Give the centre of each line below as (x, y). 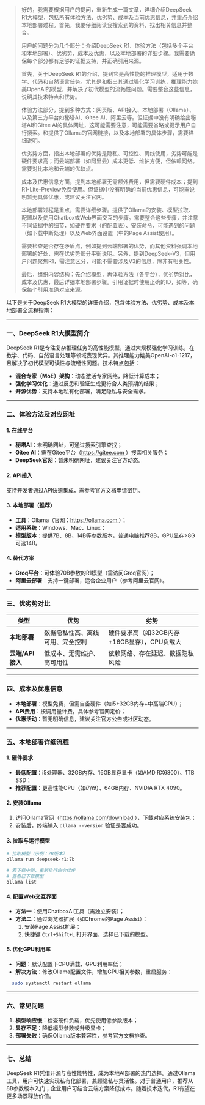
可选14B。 (28, 543)
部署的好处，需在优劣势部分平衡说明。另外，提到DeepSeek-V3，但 (106, 254)
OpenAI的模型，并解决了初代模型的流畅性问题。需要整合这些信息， (111, 89)
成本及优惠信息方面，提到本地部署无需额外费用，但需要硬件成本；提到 (110, 182)
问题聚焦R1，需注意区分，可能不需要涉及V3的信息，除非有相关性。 (110, 261)
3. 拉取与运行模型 (28, 840)
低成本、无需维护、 (71, 653)
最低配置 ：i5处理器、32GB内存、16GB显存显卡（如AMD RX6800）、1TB (105, 772)
